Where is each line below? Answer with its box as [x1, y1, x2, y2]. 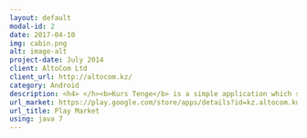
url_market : [9, 97, 55, 107]
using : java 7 [9, 114, 64, 123]
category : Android [9, 81, 79, 90]
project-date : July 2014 [9, 55, 104, 64]
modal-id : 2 [9, 22, 55, 31]
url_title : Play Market [9, 106, 101, 115]
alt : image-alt [9, 47, 68, 56]
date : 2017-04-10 [9, 30, 76, 39]
